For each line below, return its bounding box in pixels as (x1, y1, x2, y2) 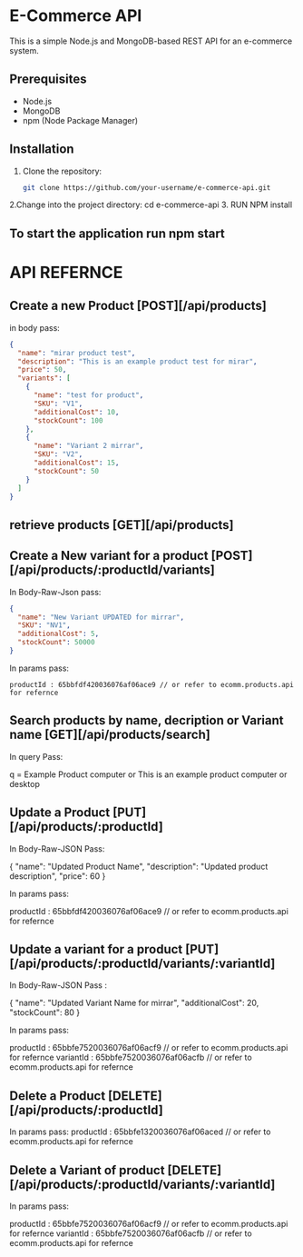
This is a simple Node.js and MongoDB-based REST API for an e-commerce (9, 35, 293, 46)
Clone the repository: (22, 165, 103, 176)
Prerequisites (9, 72, 87, 87)
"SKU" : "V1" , (33, 399, 83, 408)
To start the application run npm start (9, 225, 225, 241)
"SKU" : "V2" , (33, 450, 83, 459)
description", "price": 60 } (9, 870, 106, 882)
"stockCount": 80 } (9, 1007, 81, 1018)
